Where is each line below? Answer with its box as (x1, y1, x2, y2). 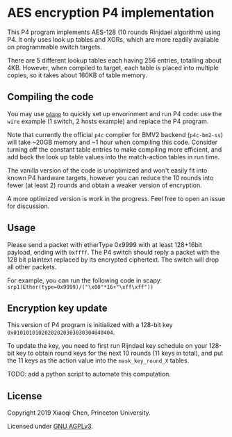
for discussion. (7, 202, 50, 210)
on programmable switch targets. (7, 42, 102, 51)
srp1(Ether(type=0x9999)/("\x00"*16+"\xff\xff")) (7, 283, 154, 290)
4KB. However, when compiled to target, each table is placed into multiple (7, 63, 219, 72)
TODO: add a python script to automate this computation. (7, 370, 172, 379)
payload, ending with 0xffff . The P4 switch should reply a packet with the (7, 248, 220, 256)
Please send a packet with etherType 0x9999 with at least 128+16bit (7, 240, 203, 248)
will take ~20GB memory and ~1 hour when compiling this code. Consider (7, 138, 217, 146)
